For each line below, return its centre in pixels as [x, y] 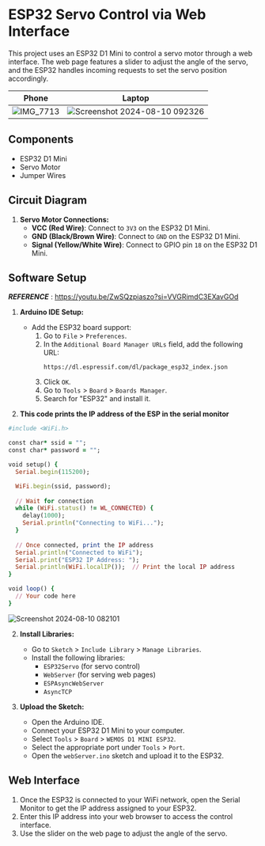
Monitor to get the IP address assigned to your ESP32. [108, 808]
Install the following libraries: [78, 658]
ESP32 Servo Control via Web [107, 15]
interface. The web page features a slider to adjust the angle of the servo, [128, 62]
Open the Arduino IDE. [68, 722]
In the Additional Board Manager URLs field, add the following [143, 344]
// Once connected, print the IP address [85, 545]
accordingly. [28, 78]
